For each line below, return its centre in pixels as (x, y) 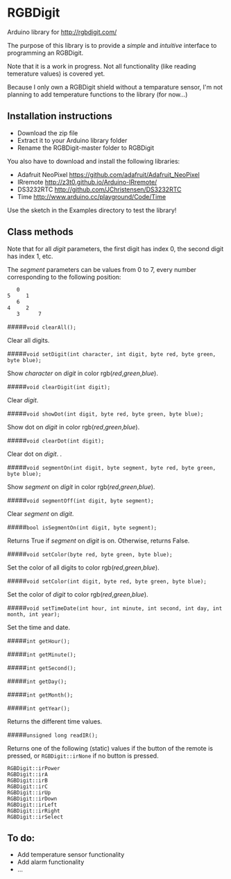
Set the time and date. (39, 627)
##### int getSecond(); (42, 667)
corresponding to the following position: (64, 277)
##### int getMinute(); (42, 654)
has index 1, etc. (30, 256)
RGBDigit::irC (28, 786)
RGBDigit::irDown (32, 799)
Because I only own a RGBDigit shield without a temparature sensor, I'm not (115, 87)
